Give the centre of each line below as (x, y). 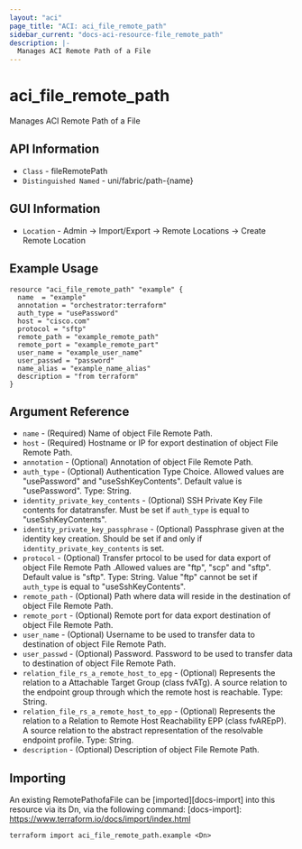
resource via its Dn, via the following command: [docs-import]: (125, 809)
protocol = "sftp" (52, 329)
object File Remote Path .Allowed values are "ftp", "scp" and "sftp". (146, 568)
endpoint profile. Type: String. (78, 740)
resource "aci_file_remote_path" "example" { (96, 290)
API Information (55, 149)
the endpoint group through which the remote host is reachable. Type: (153, 692)
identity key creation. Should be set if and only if (112, 539)
